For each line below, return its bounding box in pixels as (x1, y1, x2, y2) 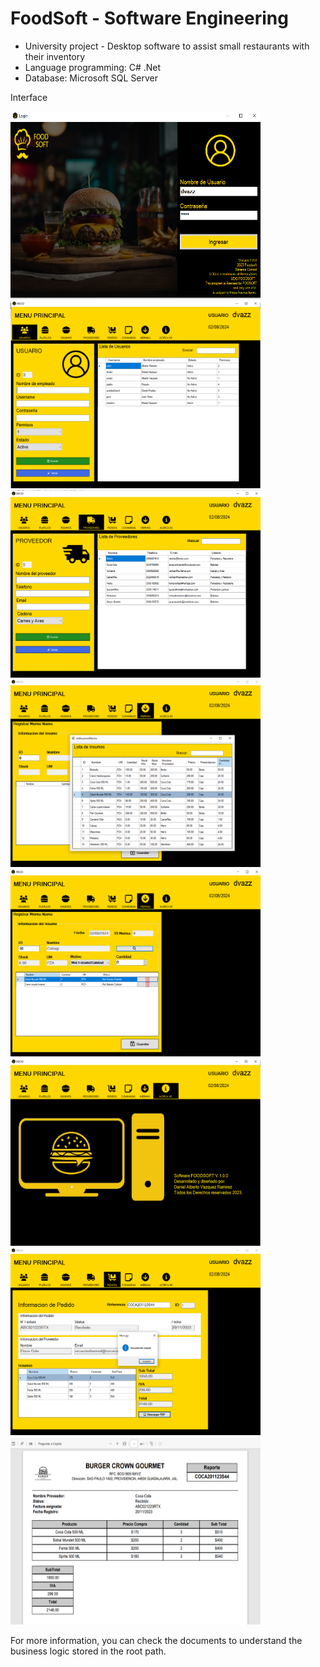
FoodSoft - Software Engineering (10, 7, 289, 30)
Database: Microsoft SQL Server (24, 72, 159, 84)
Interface (10, 91, 48, 103)
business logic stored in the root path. (10, 1645, 167, 1657)
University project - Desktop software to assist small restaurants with (24, 40, 310, 52)
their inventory (24, 50, 86, 62)
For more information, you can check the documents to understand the (10, 1634, 303, 1646)
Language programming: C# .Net (24, 61, 162, 73)
